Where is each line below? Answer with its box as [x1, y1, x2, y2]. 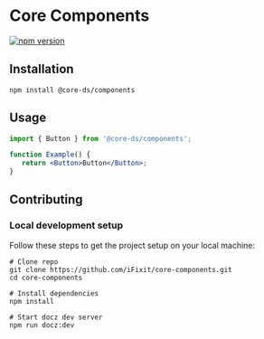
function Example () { [9, 150, 91, 159]
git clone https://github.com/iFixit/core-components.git [9, 265, 232, 274]
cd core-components [9, 273, 83, 282]
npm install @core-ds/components [9, 85, 136, 95]
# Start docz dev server [9, 313, 103, 322]
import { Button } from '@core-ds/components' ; [9, 134, 193, 143]
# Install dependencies [9, 288, 99, 298]
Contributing [9, 192, 83, 208]
